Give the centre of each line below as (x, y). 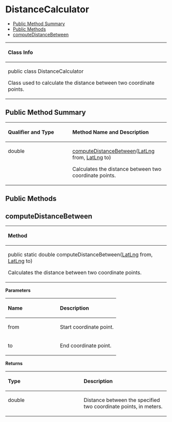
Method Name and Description (111, 132)
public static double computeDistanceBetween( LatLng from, (80, 254)
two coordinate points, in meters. (123, 406)
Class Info (20, 52)
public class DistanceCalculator (46, 71)
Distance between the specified (122, 400)
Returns (14, 363)
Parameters (18, 290)
